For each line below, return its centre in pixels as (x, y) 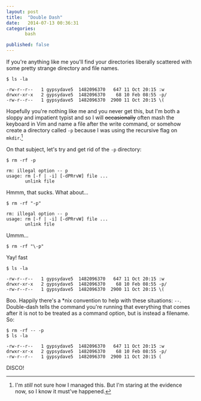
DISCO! (15, 367)
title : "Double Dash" (34, 17)
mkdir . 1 (15, 137)
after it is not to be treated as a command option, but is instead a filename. (98, 313)
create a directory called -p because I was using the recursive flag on (92, 130)
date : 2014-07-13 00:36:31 (42, 23)
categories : (21, 28)
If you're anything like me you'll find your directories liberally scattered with (99, 62)
